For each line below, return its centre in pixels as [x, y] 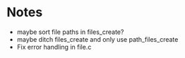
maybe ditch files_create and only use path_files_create [97, 39]
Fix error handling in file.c [54, 47]
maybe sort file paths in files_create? [70, 32]
